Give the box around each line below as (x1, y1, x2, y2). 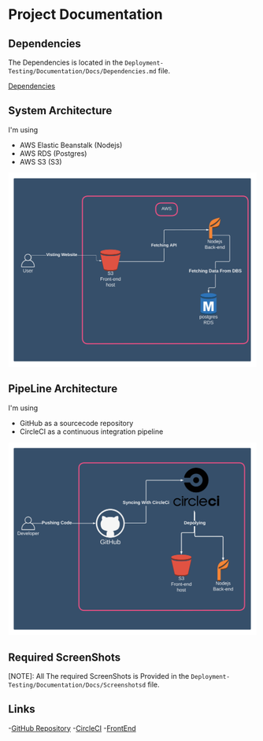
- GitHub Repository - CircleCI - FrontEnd (8, 723, 136, 733)
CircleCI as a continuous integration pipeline (19, 427, 164, 436)
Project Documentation (8, 6, 163, 24)
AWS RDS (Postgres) (19, 148, 87, 158)
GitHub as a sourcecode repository (19, 418, 134, 428)
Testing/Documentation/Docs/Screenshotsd (8, 681, 146, 689)
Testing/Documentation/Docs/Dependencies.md (8, 68, 157, 76)
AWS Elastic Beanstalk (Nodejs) (19, 140, 123, 150)
